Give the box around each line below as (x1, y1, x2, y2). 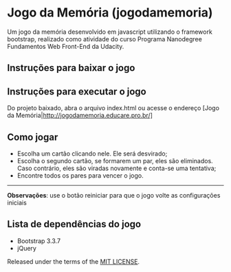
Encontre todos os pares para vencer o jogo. (16, 171, 144, 180)
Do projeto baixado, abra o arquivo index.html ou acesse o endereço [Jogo (7, 104, 220, 112)
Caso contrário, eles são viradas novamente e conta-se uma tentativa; (16, 164, 217, 172)
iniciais (7, 198, 27, 207)
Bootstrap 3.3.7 (16, 236, 60, 245)
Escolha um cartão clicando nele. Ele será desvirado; (16, 149, 168, 158)
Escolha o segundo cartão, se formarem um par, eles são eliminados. (16, 156, 213, 165)
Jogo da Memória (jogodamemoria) (7, 5, 213, 21)
